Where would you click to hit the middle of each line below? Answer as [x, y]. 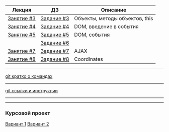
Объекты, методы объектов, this [114, 18]
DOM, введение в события [107, 26]
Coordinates [89, 59]
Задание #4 [55, 26]
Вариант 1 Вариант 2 [27, 124]
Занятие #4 [22, 26]
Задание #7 [55, 51]
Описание [114, 10]
